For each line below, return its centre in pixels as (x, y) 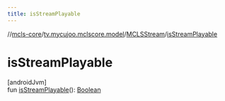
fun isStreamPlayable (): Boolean (54, 90)
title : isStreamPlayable (44, 14)
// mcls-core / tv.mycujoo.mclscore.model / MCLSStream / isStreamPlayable (112, 34)
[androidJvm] (27, 82)
